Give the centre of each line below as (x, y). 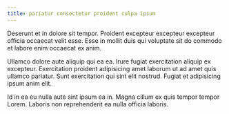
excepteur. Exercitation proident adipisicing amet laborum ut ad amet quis (112, 68)
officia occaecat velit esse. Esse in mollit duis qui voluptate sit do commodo (114, 40)
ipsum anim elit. (30, 83)
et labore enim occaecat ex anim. (54, 48)
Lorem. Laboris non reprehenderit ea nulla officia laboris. (88, 104)
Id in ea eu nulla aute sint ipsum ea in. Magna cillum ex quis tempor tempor (113, 97)
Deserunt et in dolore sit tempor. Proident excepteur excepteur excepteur (111, 33)
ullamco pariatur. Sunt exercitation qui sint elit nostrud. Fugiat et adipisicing (114, 76)
